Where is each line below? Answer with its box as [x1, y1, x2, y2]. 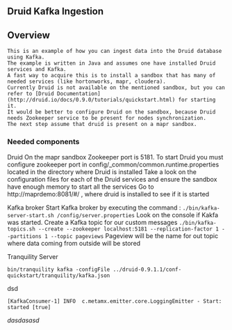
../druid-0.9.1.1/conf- [113, 266, 182, 273]
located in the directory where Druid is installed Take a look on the [7, 167, 197, 176]
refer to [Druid [7, 91, 54, 97]
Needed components [7, 137, 80, 147]
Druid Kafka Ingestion [7, 6, 104, 17]
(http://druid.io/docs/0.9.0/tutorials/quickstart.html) [7, 97, 176, 104]
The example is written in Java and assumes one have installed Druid [7, 60, 216, 67]
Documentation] [56, 91, 101, 97]
